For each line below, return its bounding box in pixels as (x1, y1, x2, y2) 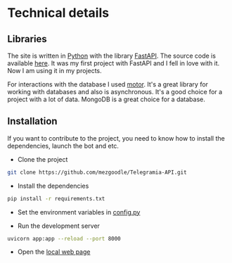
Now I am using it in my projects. (7, 67, 102, 75)
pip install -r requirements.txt (7, 195, 105, 202)
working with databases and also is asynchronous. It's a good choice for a (7, 88, 223, 96)
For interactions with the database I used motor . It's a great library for (7, 80, 209, 89)
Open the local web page (17, 248, 91, 256)
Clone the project (17, 155, 68, 163)
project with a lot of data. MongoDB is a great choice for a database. (7, 95, 205, 103)
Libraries (7, 33, 47, 45)
